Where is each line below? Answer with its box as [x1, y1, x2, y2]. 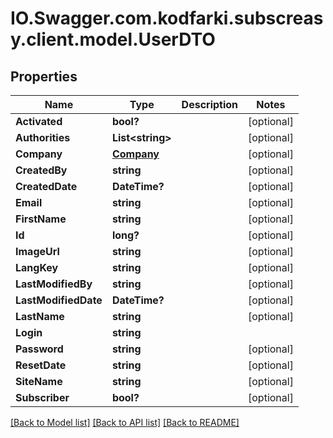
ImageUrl [15, 245, 60, 258]
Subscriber [15, 391, 70, 404]
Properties [10, 68, 78, 85]
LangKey [15, 261, 59, 274]
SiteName [15, 375, 63, 388]
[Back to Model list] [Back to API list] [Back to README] [10, 417, 240, 428]
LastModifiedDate [15, 293, 103, 307]
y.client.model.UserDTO [10, 28, 216, 51]
